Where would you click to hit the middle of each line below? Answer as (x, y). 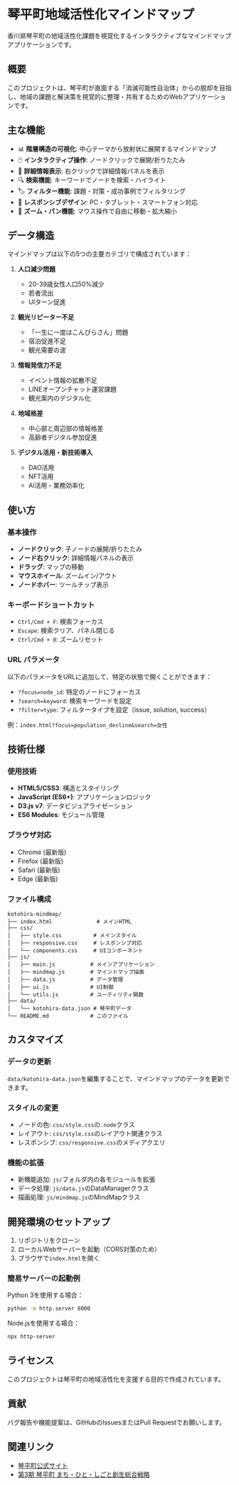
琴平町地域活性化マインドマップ (101, 15)
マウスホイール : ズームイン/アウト (67, 576)
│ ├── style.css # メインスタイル (72, 935)
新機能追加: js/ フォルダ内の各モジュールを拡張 (86, 1179)
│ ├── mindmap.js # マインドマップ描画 (76, 972)
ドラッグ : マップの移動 (51, 567)
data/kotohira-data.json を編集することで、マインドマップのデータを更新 (116, 1078)
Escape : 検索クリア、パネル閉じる (66, 630)
